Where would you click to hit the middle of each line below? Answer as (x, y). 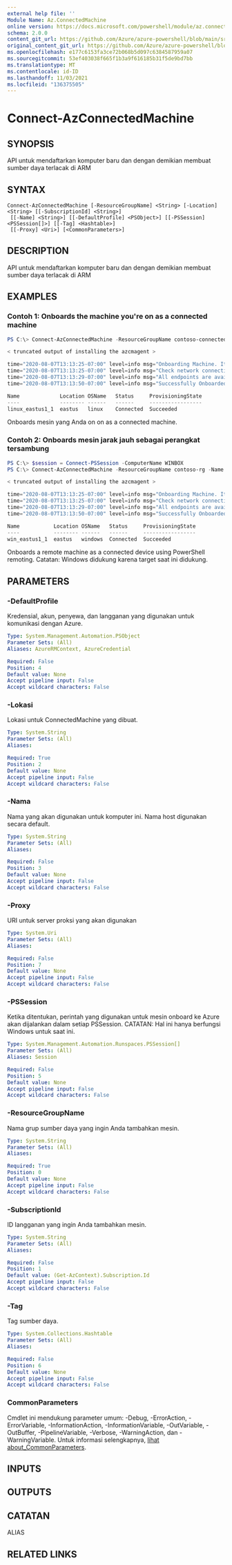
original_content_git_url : (46, 46)
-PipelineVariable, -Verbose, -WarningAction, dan (108, 1432)
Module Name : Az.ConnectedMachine (57, 20)
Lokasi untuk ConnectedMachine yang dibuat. (72, 720)
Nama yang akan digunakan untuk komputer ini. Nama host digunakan (107, 816)
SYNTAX (27, 190)
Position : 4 (24, 668)
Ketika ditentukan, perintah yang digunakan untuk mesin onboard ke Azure (113, 1017)
